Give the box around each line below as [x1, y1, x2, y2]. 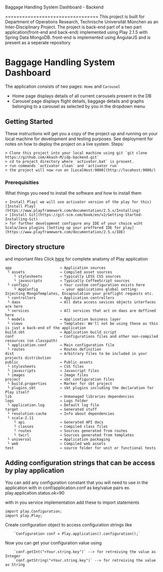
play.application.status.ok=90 [5, 490, 65, 496]
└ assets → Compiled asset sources [7, 270, 112, 274]
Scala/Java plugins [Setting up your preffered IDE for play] [5, 225, 134, 230]
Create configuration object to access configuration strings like [5, 522, 132, 527]
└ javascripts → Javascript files [7, 368, 99, 373]
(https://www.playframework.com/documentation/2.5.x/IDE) [5, 230, 125, 235]
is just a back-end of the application [5, 325, 86, 330]
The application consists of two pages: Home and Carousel [5, 83, 121, 89]
